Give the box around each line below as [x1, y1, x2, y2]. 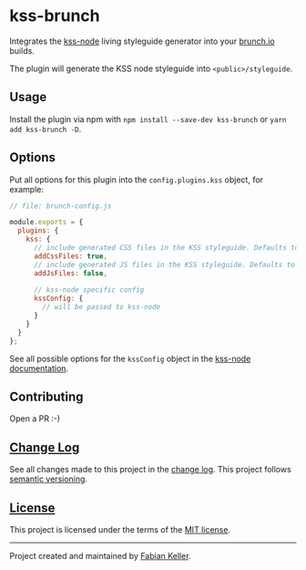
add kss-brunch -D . [9, 123, 82, 134]
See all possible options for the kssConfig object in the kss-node [9, 353, 251, 364]
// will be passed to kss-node [42, 303, 161, 312]
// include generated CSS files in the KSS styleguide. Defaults [33, 244, 287, 253]
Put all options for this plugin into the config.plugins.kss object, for [9, 174, 264, 185]
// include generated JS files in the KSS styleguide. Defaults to [33, 260, 296, 269]
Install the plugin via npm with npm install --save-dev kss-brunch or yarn [9, 113, 287, 124]
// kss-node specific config [33, 285, 145, 295]
